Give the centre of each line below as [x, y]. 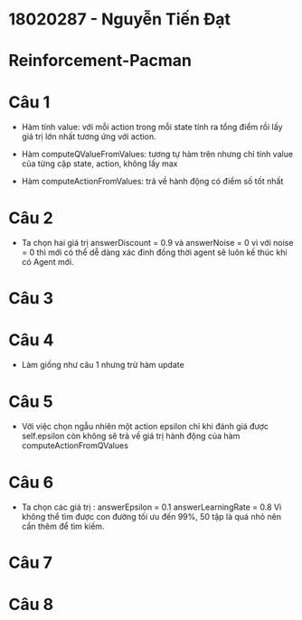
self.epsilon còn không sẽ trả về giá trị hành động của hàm [131, 436]
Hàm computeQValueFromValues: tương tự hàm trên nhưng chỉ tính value [157, 155]
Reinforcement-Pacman [100, 61]
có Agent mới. [47, 262]
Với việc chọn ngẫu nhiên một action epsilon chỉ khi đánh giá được [145, 427]
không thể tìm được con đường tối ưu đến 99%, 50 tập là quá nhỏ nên [151, 517]
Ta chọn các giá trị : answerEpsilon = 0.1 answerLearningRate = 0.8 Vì [151, 507]
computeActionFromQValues [75, 446]
